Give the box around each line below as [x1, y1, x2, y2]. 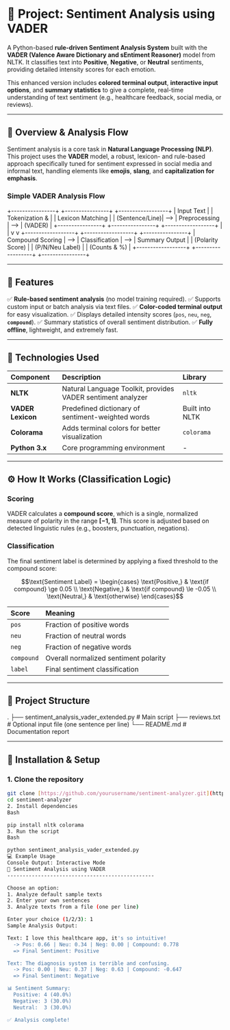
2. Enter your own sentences [7, 897, 90, 904]
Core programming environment [62, 443, 166, 452]
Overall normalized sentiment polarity [45, 653, 166, 663]
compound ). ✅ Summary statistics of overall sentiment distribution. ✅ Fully [7, 318, 214, 326]
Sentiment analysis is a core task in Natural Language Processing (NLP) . [7, 145, 214, 153]
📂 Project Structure [7, 695, 90, 707]
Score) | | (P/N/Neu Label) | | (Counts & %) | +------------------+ [7, 243, 190, 252]
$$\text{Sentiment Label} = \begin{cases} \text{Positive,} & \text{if [21, 577, 209, 585]
